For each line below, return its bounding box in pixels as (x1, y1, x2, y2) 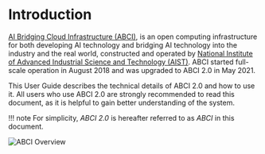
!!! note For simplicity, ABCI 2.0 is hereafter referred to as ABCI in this (8, 113, 235, 122)
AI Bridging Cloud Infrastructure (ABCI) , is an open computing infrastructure (8, 32, 258, 41)
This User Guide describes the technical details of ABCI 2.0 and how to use (8, 81, 255, 90)
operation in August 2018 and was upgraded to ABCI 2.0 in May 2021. (27, 65, 256, 75)
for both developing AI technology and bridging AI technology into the (8, 40, 237, 49)
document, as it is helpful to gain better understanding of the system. (8, 98, 235, 107)
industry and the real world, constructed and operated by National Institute (8, 48, 253, 58)
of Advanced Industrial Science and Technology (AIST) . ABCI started (8, 57, 234, 67)
